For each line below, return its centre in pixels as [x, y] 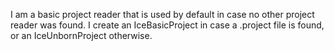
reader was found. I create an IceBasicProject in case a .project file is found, [167, 25]
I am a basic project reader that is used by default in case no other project [162, 14]
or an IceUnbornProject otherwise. [81, 35]
